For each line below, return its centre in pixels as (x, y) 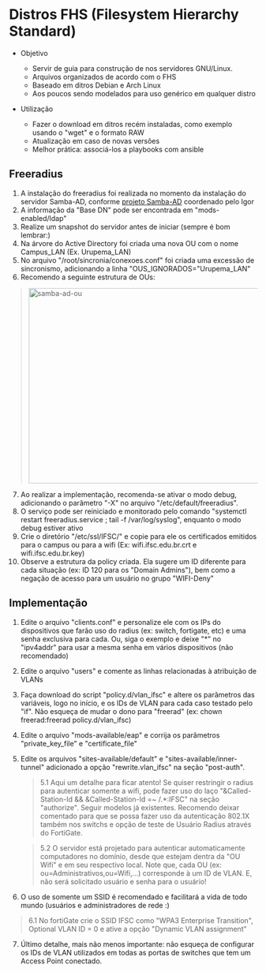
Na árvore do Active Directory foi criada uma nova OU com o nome (129, 243)
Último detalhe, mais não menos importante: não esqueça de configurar (137, 944)
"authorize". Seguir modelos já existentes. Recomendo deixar (140, 807)
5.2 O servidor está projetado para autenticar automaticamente (142, 848)
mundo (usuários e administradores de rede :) (95, 905)
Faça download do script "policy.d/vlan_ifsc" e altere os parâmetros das (137, 694)
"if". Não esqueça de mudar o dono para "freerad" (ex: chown (121, 711)
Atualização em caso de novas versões (96, 140)
